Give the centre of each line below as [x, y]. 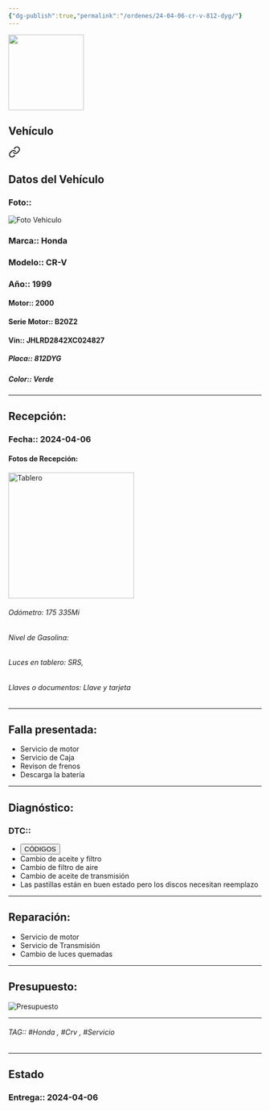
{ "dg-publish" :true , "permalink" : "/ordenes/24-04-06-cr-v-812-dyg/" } [125, 16]
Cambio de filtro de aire [59, 868]
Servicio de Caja [47, 758]
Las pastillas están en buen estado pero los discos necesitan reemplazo [139, 884]
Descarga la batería [52, 775]
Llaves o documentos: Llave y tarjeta [70, 687]
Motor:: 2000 [31, 303]
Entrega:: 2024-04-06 [53, 1097]
